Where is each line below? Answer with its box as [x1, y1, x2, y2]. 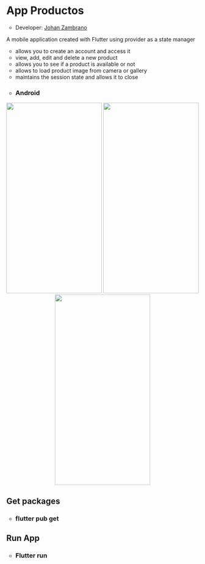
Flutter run [15, 551, 48, 560]
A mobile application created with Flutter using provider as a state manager [6, 35, 195, 43]
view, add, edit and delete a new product [15, 54, 118, 61]
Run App [6, 533, 40, 543]
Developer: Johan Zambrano [15, 24, 87, 31]
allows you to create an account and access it [15, 47, 131, 55]
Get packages [6, 496, 60, 506]
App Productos [6, 4, 84, 18]
